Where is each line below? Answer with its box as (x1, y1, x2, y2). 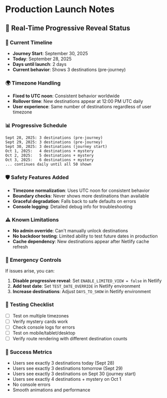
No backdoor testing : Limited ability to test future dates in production (12, 233, 158, 239)
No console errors (12, 381, 51, 388)
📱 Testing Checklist (5, 301, 54, 308)
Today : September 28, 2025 (12, 56, 72, 62)
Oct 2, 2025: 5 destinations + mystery (5, 153, 94, 158)
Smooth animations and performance (12, 387, 91, 393)
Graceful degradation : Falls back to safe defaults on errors (12, 198, 137, 204)
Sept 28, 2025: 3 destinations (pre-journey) (5, 135, 103, 140)
